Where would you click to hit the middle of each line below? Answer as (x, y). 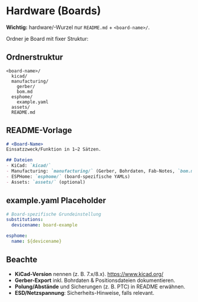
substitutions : (25, 220)
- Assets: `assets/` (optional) (46, 182)
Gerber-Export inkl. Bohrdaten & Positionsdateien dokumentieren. (95, 280)
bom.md (25, 92)
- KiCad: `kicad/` (29, 166)
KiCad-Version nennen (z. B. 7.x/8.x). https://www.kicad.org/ (89, 274)
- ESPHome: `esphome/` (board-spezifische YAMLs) (68, 176)
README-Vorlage (39, 130)
